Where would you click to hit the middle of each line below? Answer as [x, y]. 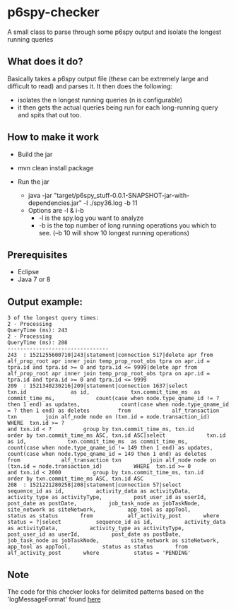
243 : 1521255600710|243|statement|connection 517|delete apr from [110, 355]
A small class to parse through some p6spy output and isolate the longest [114, 32]
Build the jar [35, 154]
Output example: [45, 301]
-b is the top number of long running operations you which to [128, 225]
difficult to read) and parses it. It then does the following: [90, 86]
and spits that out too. [49, 115]
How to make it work [53, 137]
